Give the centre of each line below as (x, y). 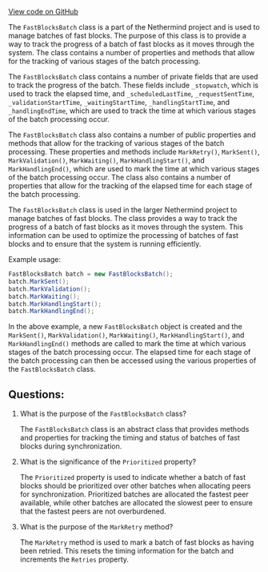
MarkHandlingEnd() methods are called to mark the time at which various (127, 344)
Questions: (36, 395)
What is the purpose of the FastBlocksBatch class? (103, 414)
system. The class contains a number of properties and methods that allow (132, 52)
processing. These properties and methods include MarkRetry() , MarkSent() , (134, 152)
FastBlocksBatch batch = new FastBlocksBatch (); (91, 274)
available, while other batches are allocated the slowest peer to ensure (136, 503)
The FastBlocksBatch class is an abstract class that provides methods (134, 429)
